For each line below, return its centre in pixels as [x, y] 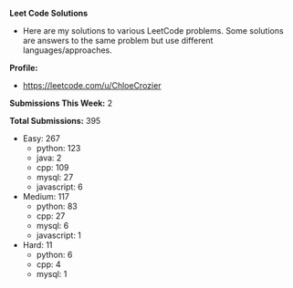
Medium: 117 [46, 196]
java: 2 [49, 158]
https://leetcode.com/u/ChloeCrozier [92, 85]
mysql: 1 [52, 274]
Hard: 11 [37, 245]
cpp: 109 [52, 167]
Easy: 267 [42, 139]
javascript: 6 [60, 187]
